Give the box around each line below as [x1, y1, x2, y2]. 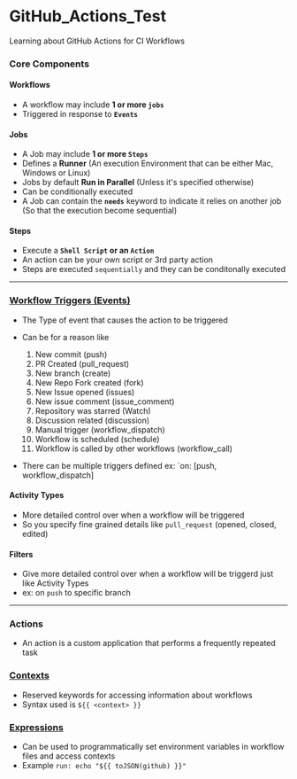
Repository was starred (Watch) [34, 405, 152, 416]
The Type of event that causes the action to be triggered [21, 315, 228, 325]
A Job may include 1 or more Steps [21, 149, 148, 160]
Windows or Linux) [21, 167, 91, 178]
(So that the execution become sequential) [21, 206, 178, 216]
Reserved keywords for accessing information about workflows [21, 689, 254, 700]
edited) [21, 528, 49, 539]
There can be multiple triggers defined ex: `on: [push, [21, 460, 217, 471]
